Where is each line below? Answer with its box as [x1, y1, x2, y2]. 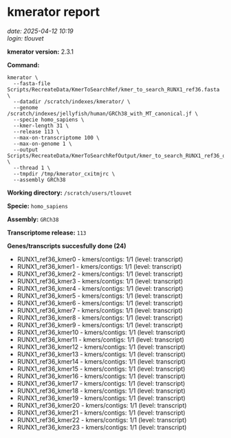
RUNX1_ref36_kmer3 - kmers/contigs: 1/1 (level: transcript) [16, 276, 184, 285]
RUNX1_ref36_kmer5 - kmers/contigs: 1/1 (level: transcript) [16, 292, 184, 300]
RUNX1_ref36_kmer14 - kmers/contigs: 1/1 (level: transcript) [16, 357, 186, 365]
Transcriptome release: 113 [7, 228, 87, 237]
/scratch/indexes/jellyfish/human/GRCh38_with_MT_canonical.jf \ [7, 110, 198, 117]
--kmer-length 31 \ [13, 122, 69, 129]
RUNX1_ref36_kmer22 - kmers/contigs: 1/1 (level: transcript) [16, 415, 187, 424]
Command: [7, 61, 40, 69]
